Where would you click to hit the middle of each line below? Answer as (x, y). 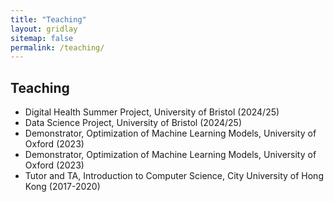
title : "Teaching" (48, 19)
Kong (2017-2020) (62, 187)
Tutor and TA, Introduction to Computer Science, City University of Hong (174, 176)
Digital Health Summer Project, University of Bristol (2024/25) (152, 112)
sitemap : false (42, 38)
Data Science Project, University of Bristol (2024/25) (133, 123)
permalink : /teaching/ (57, 47)
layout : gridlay (44, 29)
